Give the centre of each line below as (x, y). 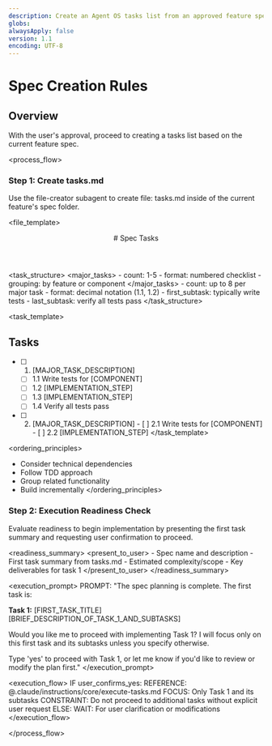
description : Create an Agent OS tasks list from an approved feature (130, 16)
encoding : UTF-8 (36, 46)
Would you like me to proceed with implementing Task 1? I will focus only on (135, 634)
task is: (20, 594)
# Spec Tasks (136, 238)
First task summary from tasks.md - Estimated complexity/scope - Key (126, 561)
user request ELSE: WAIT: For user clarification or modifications (115, 709)
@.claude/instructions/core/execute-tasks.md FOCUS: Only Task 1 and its (131, 691)
